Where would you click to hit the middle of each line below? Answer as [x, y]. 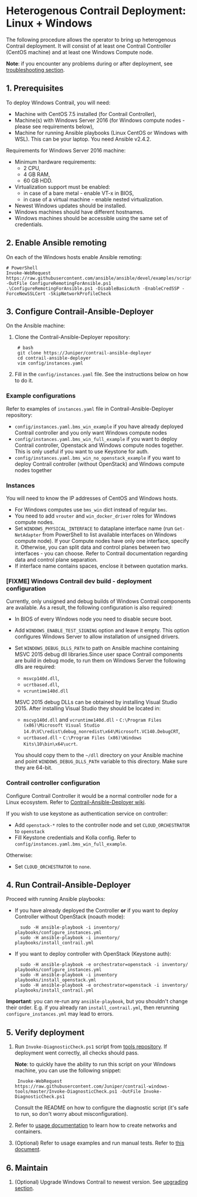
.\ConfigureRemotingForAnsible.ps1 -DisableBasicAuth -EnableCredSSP [93, 289]
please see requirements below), [54, 126]
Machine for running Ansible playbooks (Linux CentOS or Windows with [101, 132]
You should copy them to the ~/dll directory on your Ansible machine [99, 755]
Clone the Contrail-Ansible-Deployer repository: [72, 337]
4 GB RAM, [37, 174]
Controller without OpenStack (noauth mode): [69, 917]
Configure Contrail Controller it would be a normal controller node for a [92, 795]
